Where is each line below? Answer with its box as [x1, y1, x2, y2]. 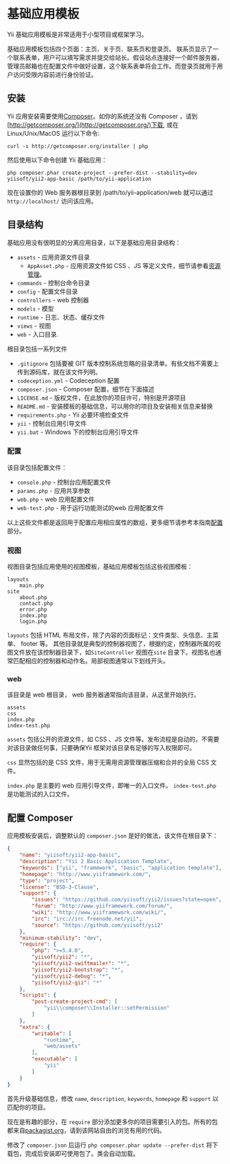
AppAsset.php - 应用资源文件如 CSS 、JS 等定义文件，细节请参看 [27, 261, 209, 269]
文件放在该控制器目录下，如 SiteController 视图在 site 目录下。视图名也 [12, 648, 216, 657]
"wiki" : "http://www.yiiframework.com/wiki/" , [31, 909, 167, 916]
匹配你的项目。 [7, 1103, 49, 1111]
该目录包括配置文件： [7, 463, 67, 472]
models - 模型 [16, 304, 55, 313]
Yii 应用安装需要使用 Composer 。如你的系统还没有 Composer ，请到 [7, 112, 199, 120]
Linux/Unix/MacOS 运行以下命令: [7, 129, 100, 137]
